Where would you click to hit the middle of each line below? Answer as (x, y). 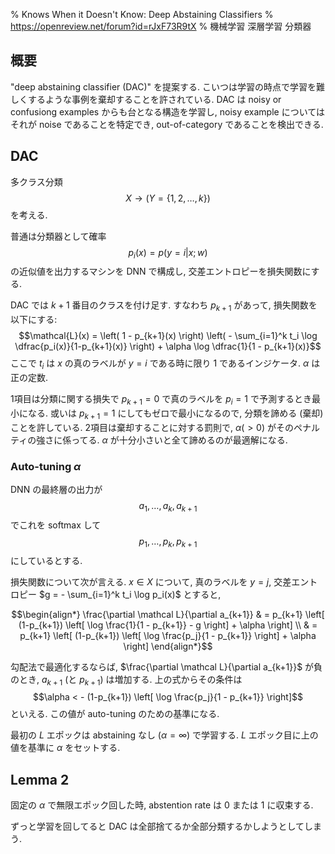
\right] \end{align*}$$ (168, 646)
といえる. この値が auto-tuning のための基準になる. (115, 714)
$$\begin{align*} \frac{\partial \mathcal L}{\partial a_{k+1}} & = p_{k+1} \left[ (168, 614)
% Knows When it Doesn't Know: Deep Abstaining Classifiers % (142, 14)
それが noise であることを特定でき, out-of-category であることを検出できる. (167, 124)
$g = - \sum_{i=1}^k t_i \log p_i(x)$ (110, 594)
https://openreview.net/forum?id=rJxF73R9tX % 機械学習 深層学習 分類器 (161, 26)
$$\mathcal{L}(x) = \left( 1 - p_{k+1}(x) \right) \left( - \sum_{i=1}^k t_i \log (168, 336)
